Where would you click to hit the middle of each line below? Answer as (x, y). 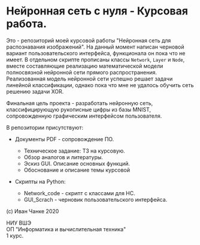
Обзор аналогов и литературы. (63, 157)
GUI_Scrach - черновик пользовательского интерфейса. (96, 199)
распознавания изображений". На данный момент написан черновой (95, 47)
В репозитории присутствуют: (45, 127)
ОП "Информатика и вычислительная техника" (66, 229)
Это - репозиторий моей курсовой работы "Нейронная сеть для (89, 40)
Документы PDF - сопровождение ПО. (64, 139)
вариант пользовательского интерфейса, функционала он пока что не (96, 53)
